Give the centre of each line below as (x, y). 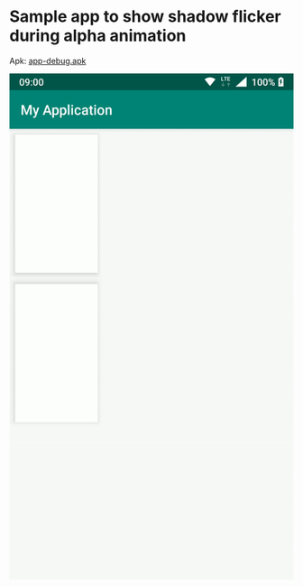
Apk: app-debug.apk (48, 61)
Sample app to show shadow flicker (145, 17)
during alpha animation (98, 36)
